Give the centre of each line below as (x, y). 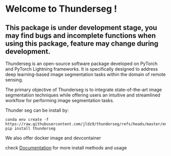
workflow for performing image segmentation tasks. (60, 100)
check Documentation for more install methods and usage (66, 148)
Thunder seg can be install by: (37, 110)
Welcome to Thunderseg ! (61, 9)
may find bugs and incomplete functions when (81, 35)
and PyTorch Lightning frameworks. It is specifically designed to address (82, 69)
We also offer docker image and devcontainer (53, 138)
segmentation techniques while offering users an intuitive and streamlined (83, 95)
